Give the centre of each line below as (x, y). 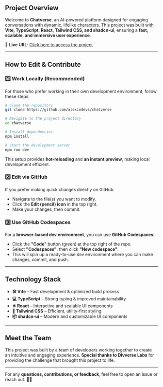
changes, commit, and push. (41, 259)
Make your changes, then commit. (46, 209)
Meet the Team (28, 338)
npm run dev (17, 150)
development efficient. (27, 164)
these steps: (17, 96)
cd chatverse (18, 123)
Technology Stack (33, 279)
